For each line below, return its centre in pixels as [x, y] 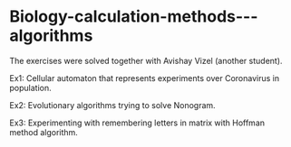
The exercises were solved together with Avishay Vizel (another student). [146, 60]
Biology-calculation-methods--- [134, 17]
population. [30, 87]
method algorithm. [44, 132]
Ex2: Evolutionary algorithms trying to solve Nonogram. [112, 105]
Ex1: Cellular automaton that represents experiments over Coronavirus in [144, 78]
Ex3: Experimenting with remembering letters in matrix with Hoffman [137, 123]
